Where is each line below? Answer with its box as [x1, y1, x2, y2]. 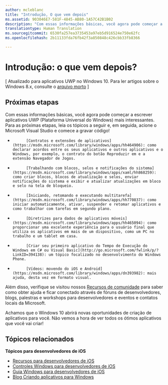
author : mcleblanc [5, 7, 44, 13]
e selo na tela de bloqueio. [12, 183, 74, 188]
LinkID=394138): [12, 252, 47, 257]
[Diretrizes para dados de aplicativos [26, 216, 109, 221]
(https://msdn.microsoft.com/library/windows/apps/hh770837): [12, 197, 145, 202]
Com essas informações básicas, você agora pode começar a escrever [5, 111, 152, 117]
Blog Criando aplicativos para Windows [12, 374, 94, 380]
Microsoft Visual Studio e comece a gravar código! [5, 127, 110, 133]
